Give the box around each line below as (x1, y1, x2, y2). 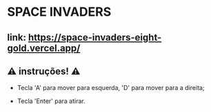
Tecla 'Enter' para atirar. (17, 97, 86, 105)
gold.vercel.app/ (7, 42, 81, 54)
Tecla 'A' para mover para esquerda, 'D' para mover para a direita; (17, 84, 205, 92)
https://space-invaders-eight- (28, 32, 162, 43)
